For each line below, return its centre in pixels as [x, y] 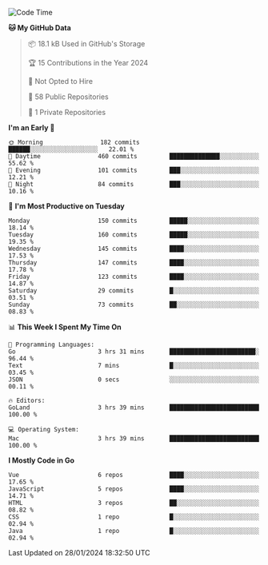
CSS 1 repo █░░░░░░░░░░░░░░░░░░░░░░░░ [134, 517]
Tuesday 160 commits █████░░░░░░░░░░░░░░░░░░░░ [134, 235]
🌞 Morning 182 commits [74, 142]
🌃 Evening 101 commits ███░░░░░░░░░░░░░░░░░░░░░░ [134, 170]
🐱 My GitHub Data [40, 28]
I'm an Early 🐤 [32, 127]
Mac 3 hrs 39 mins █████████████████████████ [134, 439]
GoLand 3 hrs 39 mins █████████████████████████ [134, 408]
